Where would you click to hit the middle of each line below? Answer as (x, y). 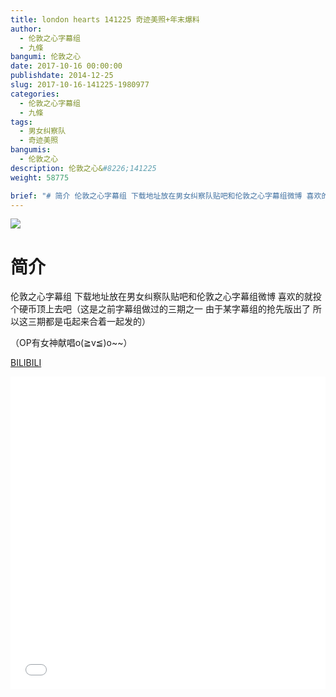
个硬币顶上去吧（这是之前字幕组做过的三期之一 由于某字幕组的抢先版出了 (160, 309)
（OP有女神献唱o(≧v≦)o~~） (71, 343)
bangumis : (31, 150)
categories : (35, 94)
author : (26, 29)
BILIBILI (26, 363)
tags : (21, 122)
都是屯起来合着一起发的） (97, 322)
